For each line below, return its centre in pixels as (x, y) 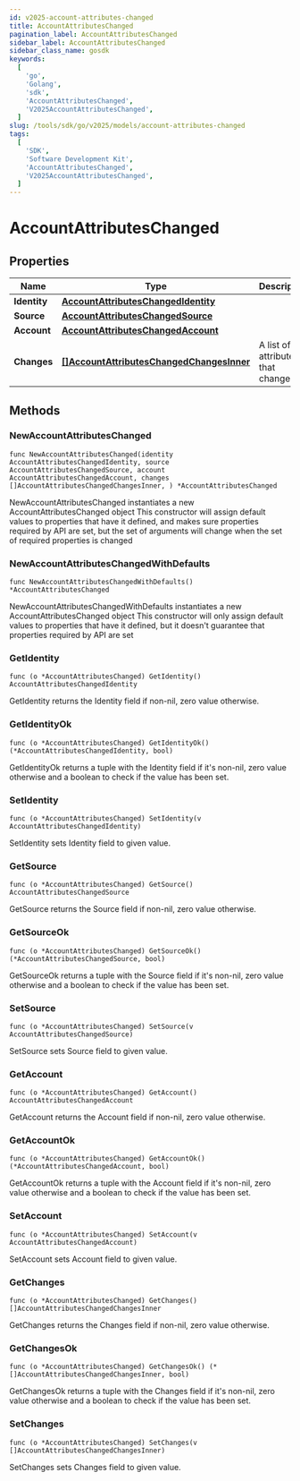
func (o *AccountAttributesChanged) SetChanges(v (104, 1443)
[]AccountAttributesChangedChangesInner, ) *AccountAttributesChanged (143, 485)
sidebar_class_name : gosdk (59, 51)
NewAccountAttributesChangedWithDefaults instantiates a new (126, 607)
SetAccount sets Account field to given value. (93, 1259)
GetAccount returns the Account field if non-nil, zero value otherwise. (137, 1117)
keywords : (28, 59)
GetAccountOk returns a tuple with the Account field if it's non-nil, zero (140, 1183)
